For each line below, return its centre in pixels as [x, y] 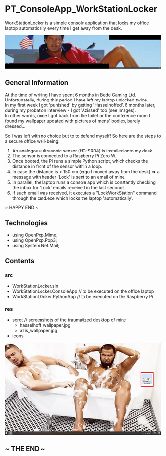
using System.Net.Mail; [36, 246]
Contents [20, 261]
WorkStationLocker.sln [35, 286]
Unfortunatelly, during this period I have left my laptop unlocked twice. [77, 100]
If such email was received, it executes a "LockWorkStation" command [84, 193]
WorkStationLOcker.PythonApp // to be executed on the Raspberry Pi [83, 297]
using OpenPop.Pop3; [35, 240]
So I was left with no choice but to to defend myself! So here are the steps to [83, 136]
